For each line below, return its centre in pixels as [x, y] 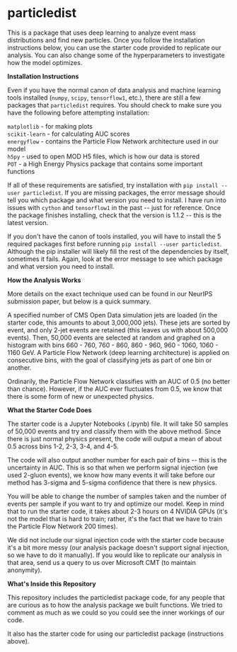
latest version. [28, 222]
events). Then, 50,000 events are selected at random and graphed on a [111, 337]
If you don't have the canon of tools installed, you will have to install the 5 [114, 236]
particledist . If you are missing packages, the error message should [124, 192]
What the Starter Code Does [50, 410]
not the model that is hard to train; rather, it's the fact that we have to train [115, 518]
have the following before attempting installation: [79, 112]
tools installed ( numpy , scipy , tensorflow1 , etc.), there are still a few [104, 98]
